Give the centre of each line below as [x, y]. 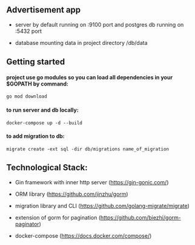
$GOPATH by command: [37, 84]
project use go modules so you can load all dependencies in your [90, 77]
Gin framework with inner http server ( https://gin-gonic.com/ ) [92, 182]
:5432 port [28, 31]
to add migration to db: [35, 136]
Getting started [36, 62]
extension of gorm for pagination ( [58, 217]
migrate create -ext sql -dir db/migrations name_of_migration [88, 149]
